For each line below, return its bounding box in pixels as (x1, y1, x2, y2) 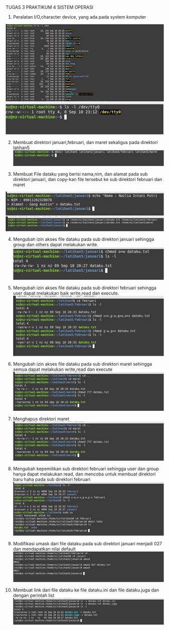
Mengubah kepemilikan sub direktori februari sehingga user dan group (13, 465, 159, 471)
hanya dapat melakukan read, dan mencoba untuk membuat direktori (13, 471, 156, 477)
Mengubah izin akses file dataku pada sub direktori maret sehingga (13, 361, 152, 367)
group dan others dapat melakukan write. (13, 242, 99, 248)
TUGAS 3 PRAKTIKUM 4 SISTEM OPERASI (6, 5, 94, 10)
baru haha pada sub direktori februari (13, 476, 91, 482)
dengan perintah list (13, 592, 55, 598)
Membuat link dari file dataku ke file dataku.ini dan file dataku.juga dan (13, 587, 159, 593)
